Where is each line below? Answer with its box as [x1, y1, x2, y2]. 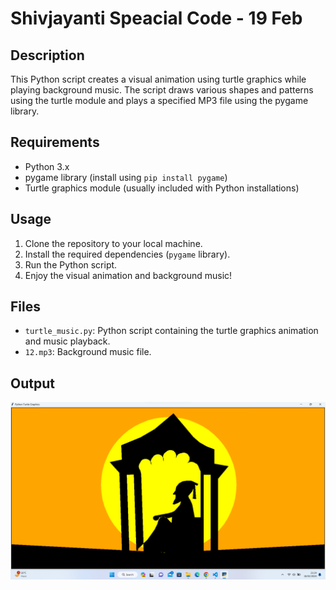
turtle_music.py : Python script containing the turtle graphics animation [24, 325, 319, 337]
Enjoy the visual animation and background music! [24, 269, 233, 281]
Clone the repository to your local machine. [24, 237, 203, 249]
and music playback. [24, 335, 111, 347]
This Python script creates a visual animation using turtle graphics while [10, 73, 307, 85]
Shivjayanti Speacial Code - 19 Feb [10, 7, 303, 30]
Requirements [10, 134, 100, 151]
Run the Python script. [24, 258, 118, 271]
